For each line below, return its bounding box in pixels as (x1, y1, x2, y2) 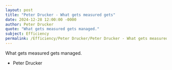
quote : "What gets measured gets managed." (5, 27, 100, 32)
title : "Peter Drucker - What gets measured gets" (5, 12, 116, 17)
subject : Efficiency (5, 31, 50, 36)
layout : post (5, 7, 33, 13)
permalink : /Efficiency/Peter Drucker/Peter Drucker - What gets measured (5, 36, 168, 41)
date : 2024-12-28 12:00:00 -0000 (5, 17, 77, 22)
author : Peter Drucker (5, 21, 54, 27)
